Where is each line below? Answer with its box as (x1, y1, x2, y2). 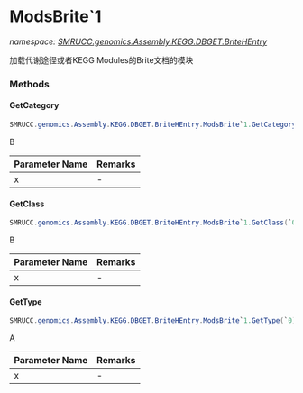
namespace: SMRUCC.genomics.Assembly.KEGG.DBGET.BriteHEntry (9, 36, 268, 47)
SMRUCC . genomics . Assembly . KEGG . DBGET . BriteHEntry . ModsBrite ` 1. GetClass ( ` (9, 218, 293, 227)
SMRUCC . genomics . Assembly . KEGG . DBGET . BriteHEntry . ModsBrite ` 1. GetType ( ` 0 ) (9, 316, 297, 325)
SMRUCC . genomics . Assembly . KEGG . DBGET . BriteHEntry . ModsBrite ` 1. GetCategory (9, 120, 297, 130)
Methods (9, 78, 50, 90)
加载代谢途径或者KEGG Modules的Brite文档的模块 (9, 54, 194, 65)
